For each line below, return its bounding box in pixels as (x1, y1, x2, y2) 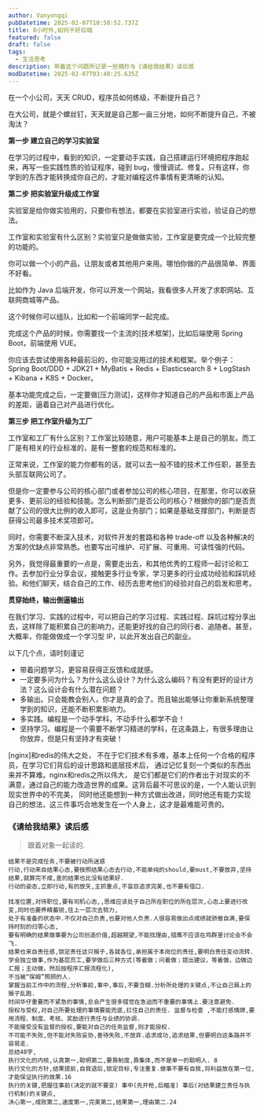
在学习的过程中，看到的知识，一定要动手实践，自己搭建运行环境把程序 (8, 152, 236, 162)
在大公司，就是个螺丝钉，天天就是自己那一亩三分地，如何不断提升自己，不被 (8, 109, 256, 119)
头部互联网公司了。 (8, 469, 71, 479)
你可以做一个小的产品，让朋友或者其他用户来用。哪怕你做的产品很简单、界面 (8, 259, 256, 268)
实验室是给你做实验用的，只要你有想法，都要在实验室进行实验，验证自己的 (8, 205, 249, 215)
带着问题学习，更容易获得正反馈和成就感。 (19, 665, 158, 674)
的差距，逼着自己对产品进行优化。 (8, 399, 119, 409)
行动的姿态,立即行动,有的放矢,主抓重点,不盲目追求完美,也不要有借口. (8, 882, 205, 891)
